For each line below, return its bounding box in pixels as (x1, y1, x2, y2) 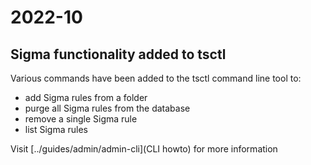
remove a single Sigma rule (24, 113, 138, 125)
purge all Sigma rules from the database (24, 102, 191, 114)
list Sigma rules (24, 124, 88, 135)
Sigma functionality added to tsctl (10, 46, 227, 63)
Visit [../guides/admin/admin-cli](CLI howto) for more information (10, 143, 278, 155)
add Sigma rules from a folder (24, 92, 148, 103)
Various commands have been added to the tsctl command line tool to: (10, 72, 302, 84)
